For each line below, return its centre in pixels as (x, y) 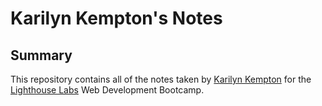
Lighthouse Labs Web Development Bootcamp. (107, 90)
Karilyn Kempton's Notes (116, 18)
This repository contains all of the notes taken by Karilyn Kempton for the (161, 79)
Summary (41, 55)
